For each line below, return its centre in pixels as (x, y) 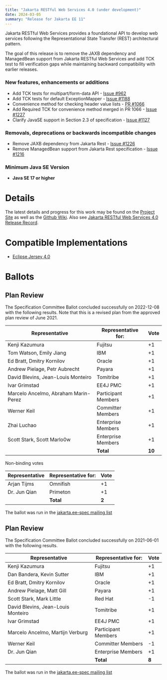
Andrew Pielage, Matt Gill (37, 591)
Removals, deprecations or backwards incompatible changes (81, 133)
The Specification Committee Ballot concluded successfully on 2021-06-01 (82, 540)
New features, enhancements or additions (57, 82)
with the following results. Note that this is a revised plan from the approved (83, 313)
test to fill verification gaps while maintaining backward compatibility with (80, 64)
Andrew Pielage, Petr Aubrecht (43, 369)
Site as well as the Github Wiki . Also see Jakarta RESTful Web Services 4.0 (82, 217)
